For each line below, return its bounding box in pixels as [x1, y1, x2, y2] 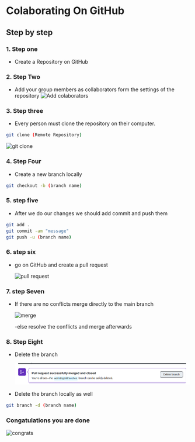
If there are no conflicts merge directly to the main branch [14, 301, 154, 308]
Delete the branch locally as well [14, 390, 93, 397]
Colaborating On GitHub [6, 4, 124, 18]
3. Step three [6, 107, 44, 115]
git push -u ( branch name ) [6, 234, 72, 240]
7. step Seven [6, 287, 45, 295]
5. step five [6, 196, 39, 205]
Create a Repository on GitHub [14, 58, 89, 65]
